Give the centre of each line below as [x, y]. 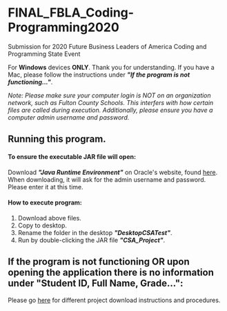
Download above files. [49, 218]
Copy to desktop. [42, 225]
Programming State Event [44, 54]
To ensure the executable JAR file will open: [72, 156]
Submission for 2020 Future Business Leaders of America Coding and [107, 46]
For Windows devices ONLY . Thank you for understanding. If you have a [111, 67]
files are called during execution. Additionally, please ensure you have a [110, 110]
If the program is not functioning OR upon [99, 262]
